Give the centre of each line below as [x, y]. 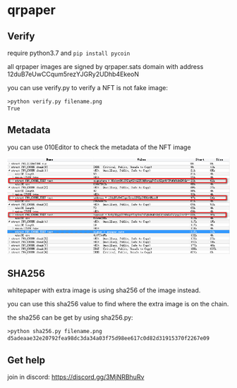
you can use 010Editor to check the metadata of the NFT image [99, 147]
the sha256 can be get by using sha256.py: [70, 318]
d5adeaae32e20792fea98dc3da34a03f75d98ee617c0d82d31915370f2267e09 [109, 339]
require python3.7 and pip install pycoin [69, 53]
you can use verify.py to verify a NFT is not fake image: [87, 88]
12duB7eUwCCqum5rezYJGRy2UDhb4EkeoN [73, 74]
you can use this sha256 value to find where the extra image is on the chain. [118, 304]
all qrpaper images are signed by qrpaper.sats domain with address [105, 67]
